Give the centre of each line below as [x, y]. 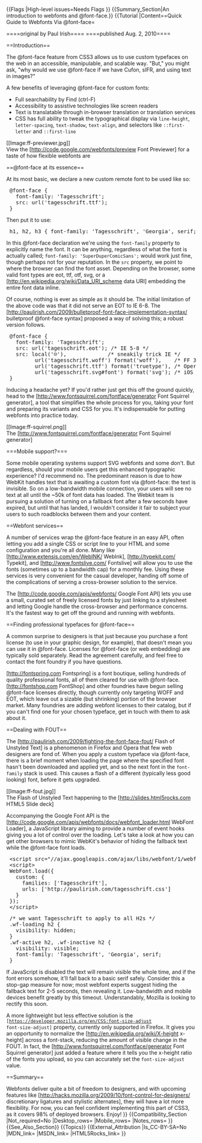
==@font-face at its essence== [45, 167]
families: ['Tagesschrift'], [65, 883]
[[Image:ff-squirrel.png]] [37, 427]
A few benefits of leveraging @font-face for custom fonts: [78, 88]
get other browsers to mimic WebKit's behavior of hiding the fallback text [97, 841]
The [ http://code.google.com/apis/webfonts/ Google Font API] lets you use [99, 594]
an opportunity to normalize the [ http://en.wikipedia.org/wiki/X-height [93, 1033]
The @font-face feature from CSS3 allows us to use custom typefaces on [97, 57]
